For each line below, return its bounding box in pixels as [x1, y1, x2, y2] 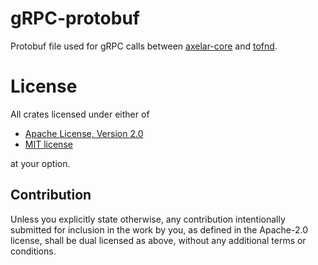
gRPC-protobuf [10, 7, 140, 30]
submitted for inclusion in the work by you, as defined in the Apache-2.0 [10, 223, 308, 236]
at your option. [10, 157, 71, 169]
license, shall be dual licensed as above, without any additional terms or [10, 234, 307, 246]
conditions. [10, 245, 57, 257]
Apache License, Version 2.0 [24, 127, 144, 139]
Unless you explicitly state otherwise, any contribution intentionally [10, 213, 286, 225]
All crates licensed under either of [10, 108, 150, 120]
